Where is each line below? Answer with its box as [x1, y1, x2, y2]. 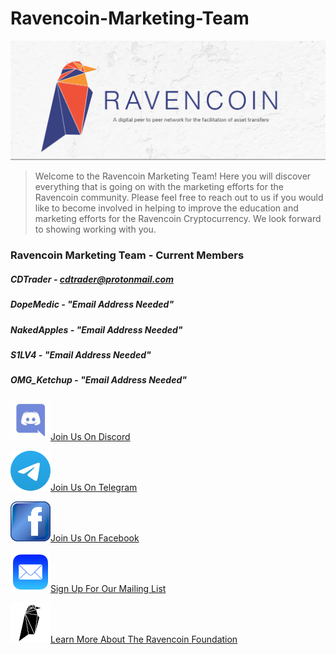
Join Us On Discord [50, 430, 131, 442]
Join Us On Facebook [50, 532, 140, 544]
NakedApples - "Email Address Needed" [10, 323, 183, 336]
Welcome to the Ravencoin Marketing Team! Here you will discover [34, 170, 312, 182]
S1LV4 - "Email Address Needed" [10, 349, 152, 361]
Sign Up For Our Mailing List [50, 582, 167, 594]
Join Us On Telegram [50, 481, 138, 493]
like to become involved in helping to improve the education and [34, 202, 299, 214]
